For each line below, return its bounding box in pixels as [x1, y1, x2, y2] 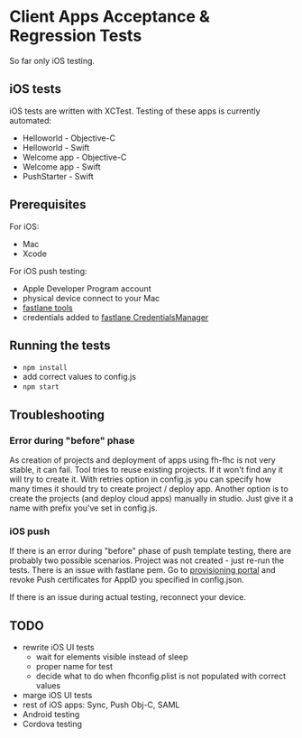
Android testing [22, 709, 80, 720]
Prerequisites [9, 197, 87, 213]
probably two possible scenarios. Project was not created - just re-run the [9, 555, 285, 566]
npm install [22, 364, 68, 373]
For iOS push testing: [9, 265, 87, 276]
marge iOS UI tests [22, 690, 93, 701]
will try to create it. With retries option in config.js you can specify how [9, 474, 272, 484]
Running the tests [9, 337, 111, 353]
